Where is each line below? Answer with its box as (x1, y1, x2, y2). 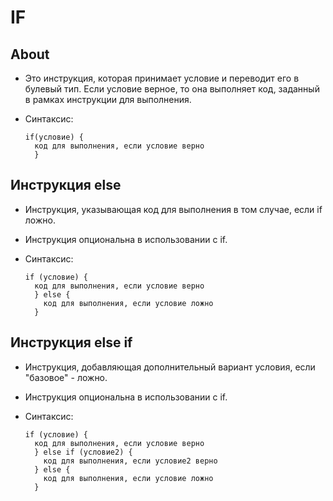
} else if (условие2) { (34, 447, 133, 457)
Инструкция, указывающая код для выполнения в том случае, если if (24, 203, 323, 215)
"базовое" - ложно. (24, 371, 108, 383)
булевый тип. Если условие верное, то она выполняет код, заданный (24, 83, 320, 95)
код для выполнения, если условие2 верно (43, 456, 218, 466)
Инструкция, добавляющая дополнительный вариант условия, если (24, 361, 316, 373)
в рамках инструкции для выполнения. (24, 94, 192, 105)
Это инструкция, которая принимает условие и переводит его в (24, 72, 300, 84)
